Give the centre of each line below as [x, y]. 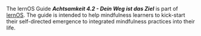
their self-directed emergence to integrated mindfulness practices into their [101, 21]
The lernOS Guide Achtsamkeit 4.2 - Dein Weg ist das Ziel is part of [92, 9]
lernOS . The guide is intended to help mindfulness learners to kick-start [96, 15]
